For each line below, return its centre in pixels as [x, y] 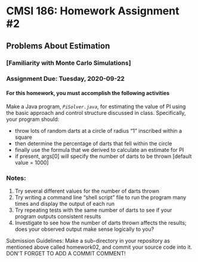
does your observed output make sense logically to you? [84, 229]
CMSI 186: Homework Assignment [93, 11]
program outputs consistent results [58, 216]
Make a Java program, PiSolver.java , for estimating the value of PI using [96, 106]
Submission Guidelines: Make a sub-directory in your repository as [88, 240]
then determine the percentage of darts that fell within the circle [93, 143]
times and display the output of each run [65, 203]
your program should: [33, 119]
